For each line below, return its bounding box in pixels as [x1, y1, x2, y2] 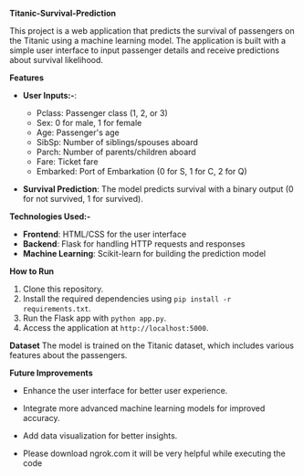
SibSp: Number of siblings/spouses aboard [36, 137, 198, 147]
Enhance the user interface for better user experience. [22, 386, 228, 396]
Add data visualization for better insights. [22, 430, 178, 441]
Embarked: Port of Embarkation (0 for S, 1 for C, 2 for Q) [36, 166, 248, 176]
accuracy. [22, 413, 61, 423]
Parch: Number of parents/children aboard [36, 146, 196, 157]
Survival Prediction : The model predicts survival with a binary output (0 [22, 184, 294, 195]
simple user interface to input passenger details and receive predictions [9, 45, 280, 56]
